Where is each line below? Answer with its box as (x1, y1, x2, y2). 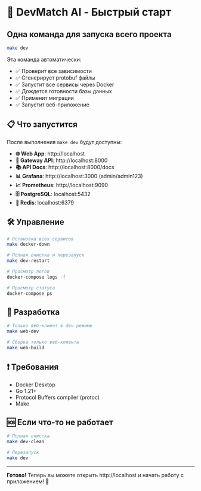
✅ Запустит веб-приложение (15, 101, 90, 108)
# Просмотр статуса (7, 285, 55, 291)
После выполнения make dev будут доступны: (7, 138, 122, 145)
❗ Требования (7, 362, 59, 373)
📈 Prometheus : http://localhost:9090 (15, 181, 109, 188)
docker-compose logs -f (7, 274, 66, 280)
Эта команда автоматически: (7, 56, 82, 63)
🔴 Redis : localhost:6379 (15, 199, 74, 206)
